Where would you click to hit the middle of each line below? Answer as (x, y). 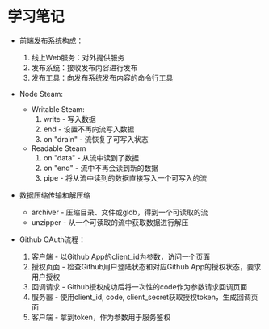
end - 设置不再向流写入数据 (89, 129)
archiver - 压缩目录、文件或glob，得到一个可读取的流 (120, 212)
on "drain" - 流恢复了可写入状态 (96, 139)
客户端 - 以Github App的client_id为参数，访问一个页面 (121, 256)
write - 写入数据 (69, 119)
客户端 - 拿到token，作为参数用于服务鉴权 (101, 317)
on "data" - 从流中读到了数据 (91, 157)
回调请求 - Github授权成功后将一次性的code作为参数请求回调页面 (139, 286)
